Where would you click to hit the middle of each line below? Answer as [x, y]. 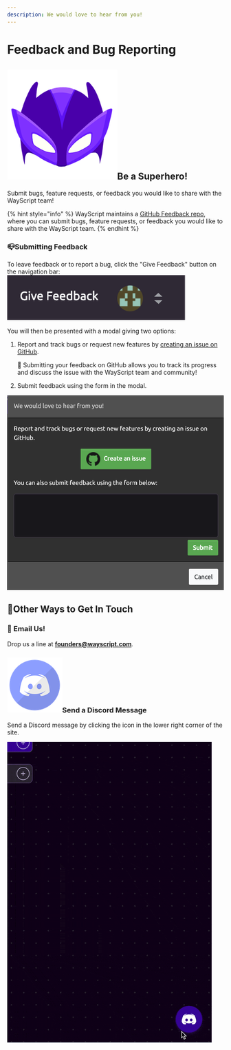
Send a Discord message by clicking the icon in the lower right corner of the [115, 725]
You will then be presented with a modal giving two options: [92, 331]
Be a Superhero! [152, 177]
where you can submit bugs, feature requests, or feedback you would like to [115, 221]
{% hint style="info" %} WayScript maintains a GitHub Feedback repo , [107, 214]
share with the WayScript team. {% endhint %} [73, 228]
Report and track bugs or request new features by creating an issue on [117, 344]
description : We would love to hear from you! [75, 14]
